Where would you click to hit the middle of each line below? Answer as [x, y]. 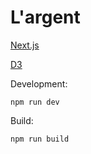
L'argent [45, 17]
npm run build [40, 139]
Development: [39, 83]
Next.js [25, 45]
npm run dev [35, 102]
